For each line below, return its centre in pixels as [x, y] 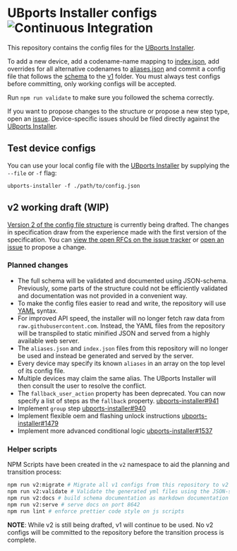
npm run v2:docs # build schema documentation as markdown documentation [118, 498]
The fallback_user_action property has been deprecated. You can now [121, 393]
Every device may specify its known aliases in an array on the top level [121, 363]
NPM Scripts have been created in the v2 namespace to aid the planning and [119, 465]
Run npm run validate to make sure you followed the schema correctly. [111, 97]
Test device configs [52, 149]
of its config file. [41, 371]
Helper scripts [32, 449]
